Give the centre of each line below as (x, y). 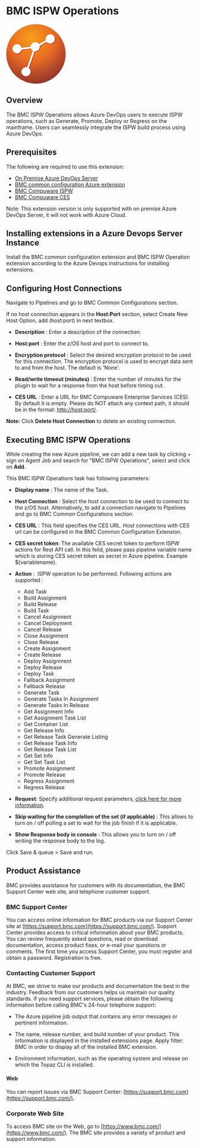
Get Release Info (44, 730)
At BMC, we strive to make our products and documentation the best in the (98, 986)
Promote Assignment (49, 768)
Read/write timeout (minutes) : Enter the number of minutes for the (98, 379)
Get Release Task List (50, 749)
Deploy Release (43, 667)
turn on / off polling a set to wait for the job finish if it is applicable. (96, 823)
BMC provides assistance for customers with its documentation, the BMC (96, 885)
